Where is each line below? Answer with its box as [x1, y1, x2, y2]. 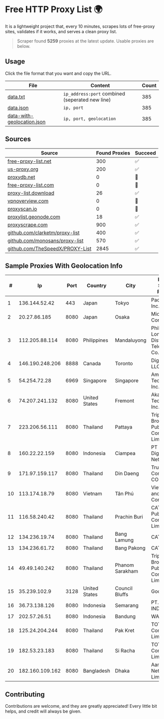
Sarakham [115, 568, 138, 575]
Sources [5, 135, 31, 143]
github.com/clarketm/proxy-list [7, 229, 80, 236]
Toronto [115, 360, 133, 367]
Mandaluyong [115, 337, 146, 344]
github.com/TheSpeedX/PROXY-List [7, 245, 92, 252]
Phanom [115, 562, 134, 568]
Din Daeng [115, 470, 139, 477]
